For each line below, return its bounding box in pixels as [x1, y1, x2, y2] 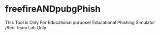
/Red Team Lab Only [5, 24, 47, 30]
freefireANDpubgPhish [5, 3, 101, 15]
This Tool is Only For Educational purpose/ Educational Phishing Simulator [5, 19, 156, 25]
